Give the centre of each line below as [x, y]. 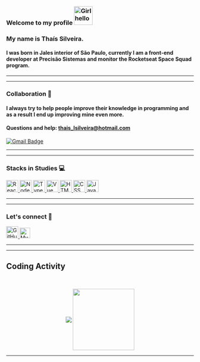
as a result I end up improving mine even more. [65, 114]
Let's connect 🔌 [29, 216]
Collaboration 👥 [29, 93]
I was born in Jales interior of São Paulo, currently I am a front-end [90, 53]
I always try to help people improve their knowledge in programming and [98, 108]
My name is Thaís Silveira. [45, 39]
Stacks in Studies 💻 [36, 168]
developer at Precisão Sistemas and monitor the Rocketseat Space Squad [99, 59]
